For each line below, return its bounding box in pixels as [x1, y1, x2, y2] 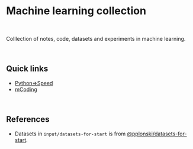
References [6, 114, 50, 125]
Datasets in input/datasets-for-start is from [14, 130, 126, 137]
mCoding [14, 86, 37, 93]
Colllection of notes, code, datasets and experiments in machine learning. [6, 35, 186, 42]
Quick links [6, 64, 49, 74]
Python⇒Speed [14, 79, 53, 86]
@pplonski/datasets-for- [127, 130, 187, 137]
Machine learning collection [6, 4, 147, 18]
